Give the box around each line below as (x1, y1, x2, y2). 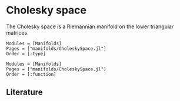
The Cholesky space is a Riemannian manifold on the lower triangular (6, 23, 174, 30)
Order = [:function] (6, 71, 57, 77)
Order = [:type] (6, 51, 46, 56)
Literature (6, 87, 43, 97)
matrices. (6, 29, 29, 36)
